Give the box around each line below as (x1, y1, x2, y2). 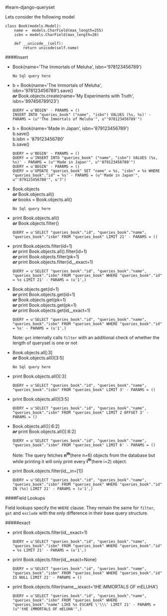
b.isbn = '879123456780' (12, 136, 64, 142)
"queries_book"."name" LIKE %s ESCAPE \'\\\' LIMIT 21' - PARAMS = (12, 602, 156, 608)
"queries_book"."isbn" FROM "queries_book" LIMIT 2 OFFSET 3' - (12, 410, 149, 415)
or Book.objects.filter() (12, 220, 59, 226)
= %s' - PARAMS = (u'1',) (12, 326, 66, 331)
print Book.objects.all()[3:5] (12, 396, 69, 402)
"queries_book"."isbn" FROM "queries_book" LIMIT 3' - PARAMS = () (12, 387, 156, 392)
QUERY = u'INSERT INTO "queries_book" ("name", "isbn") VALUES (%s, (12, 155, 158, 160)
